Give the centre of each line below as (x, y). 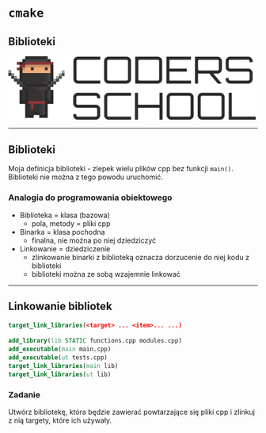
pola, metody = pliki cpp (71, 223)
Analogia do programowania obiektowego (90, 197)
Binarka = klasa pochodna (62, 232)
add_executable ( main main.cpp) (60, 349)
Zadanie (25, 394)
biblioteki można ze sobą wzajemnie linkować (106, 274)
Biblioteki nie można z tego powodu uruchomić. (86, 177)
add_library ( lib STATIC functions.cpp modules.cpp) (95, 341)
